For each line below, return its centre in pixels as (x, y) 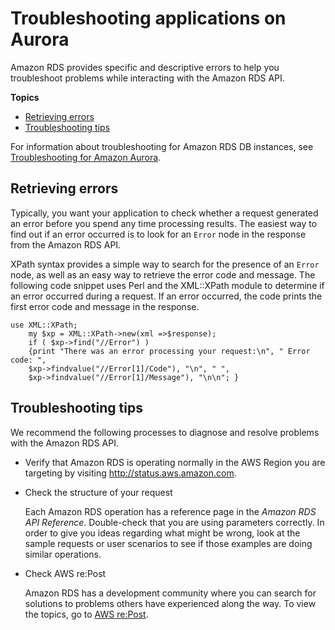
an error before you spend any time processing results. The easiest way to (164, 223)
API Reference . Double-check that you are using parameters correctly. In (174, 522)
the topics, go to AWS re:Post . (86, 614)
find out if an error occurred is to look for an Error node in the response (158, 234)
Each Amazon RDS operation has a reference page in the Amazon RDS (170, 511)
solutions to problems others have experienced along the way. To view (170, 603)
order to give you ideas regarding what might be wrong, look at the (162, 533)
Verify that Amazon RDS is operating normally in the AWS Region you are (175, 462)
